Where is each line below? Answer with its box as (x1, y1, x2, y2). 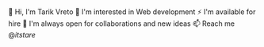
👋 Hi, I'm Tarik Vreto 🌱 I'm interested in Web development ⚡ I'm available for (8, 7, 256, 16)
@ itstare (8, 31, 36, 39)
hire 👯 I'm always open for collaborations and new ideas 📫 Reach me (8, 19, 235, 28)
